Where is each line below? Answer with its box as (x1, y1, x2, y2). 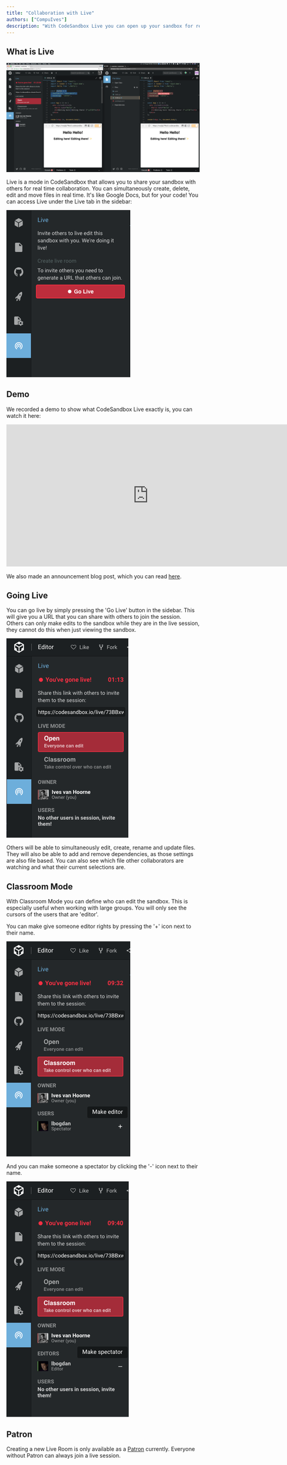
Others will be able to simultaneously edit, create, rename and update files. (6, 844, 196, 851)
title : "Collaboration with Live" (6, 10, 95, 16)
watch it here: (6, 412, 41, 419)
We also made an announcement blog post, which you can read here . (6, 572, 182, 580)
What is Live (6, 46, 55, 57)
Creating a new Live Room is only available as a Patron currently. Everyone (6, 1445, 195, 1453)
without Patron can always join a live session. (6, 1451, 121, 1459)
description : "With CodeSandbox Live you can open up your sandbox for (6, 23, 193, 29)
